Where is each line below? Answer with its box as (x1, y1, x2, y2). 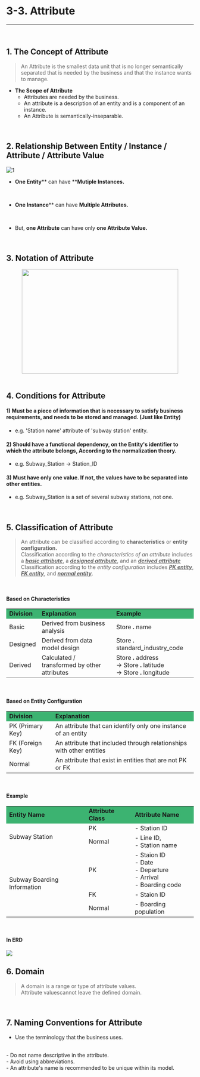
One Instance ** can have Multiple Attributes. (14, 201, 129, 208)
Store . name (115, 623, 152, 631)
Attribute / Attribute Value (6, 150, 104, 161)
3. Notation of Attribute (6, 253, 94, 263)
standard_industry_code (115, 644, 183, 652)
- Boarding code (135, 881, 182, 889)
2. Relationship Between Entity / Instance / (6, 141, 167, 152)
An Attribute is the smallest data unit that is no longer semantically (20, 63, 183, 70)
